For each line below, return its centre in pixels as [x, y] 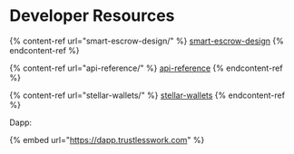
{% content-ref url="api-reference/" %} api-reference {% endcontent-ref [146, 68]
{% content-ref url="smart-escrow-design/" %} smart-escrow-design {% [147, 41]
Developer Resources [92, 16]
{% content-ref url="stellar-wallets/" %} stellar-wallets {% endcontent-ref [147, 95]
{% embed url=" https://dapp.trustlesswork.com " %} [107, 140]
